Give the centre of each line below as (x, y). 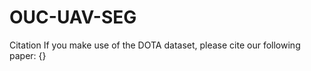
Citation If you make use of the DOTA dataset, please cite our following (155, 45)
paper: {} (28, 55)
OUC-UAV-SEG (73, 17)
